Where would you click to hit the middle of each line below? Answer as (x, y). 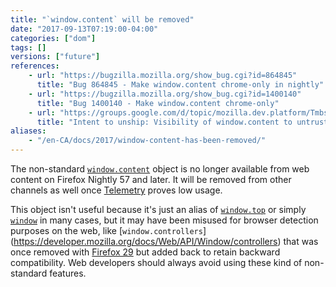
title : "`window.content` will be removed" (102, 19)
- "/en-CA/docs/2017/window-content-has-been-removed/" (147, 141)
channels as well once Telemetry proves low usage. (116, 190)
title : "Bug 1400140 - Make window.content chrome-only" (158, 103)
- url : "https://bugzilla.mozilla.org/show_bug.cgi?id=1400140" (165, 94)
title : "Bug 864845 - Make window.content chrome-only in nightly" (180, 85)
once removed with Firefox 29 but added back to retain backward (145, 252)
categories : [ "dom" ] (53, 38)
